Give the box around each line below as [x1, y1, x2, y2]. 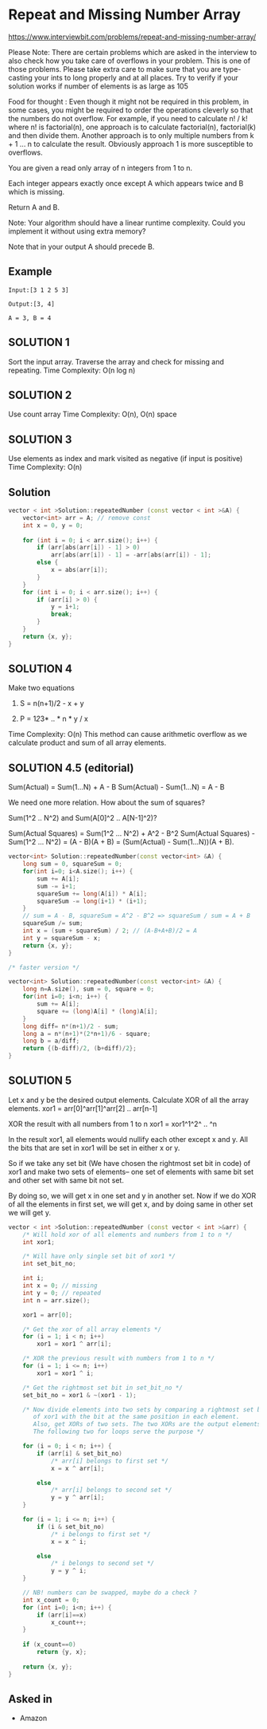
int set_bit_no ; [22, 1260, 77, 1268]
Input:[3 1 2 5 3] [8, 286, 69, 294]
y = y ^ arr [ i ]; [50, 1494, 105, 1502]
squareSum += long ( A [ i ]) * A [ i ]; [37, 889, 148, 898]
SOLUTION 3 [8, 432, 72, 446]
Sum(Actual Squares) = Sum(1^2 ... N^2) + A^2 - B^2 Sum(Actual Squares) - [8, 829, 256, 838]
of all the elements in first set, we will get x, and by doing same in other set [8, 1199, 253, 1209]
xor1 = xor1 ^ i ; [37, 1369, 94, 1377]
